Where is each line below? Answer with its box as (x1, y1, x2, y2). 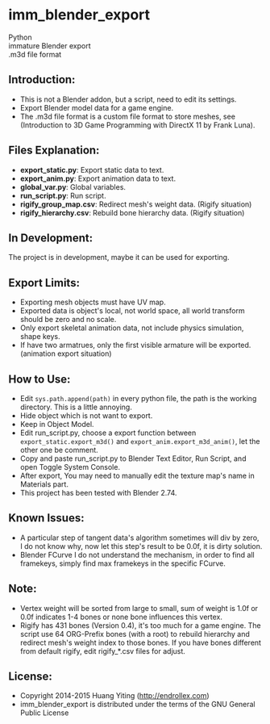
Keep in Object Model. (19, 420, 94, 429)
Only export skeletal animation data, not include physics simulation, (19, 323, 244, 333)
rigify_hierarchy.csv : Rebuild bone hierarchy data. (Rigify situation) (19, 207, 245, 217)
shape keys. (19, 332, 60, 341)
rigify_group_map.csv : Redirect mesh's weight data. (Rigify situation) (19, 199, 252, 209)
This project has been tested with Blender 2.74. (19, 488, 177, 497)
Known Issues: (8, 511, 85, 525)
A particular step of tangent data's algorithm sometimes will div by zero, (19, 533, 260, 542)
